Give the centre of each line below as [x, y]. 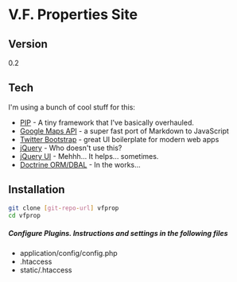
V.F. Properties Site [73, 15]
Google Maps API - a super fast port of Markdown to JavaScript [124, 131]
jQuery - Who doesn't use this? [71, 148]
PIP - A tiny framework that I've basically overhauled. [107, 122]
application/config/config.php [68, 253]
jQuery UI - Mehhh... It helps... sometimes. [89, 156]
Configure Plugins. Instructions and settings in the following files [118, 233]
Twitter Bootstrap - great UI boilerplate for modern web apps [119, 139]
